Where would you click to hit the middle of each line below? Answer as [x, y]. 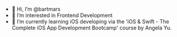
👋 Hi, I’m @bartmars [36, 9]
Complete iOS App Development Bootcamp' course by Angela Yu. [92, 28]
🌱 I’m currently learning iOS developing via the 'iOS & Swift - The [90, 21]
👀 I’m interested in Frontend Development [62, 15]
